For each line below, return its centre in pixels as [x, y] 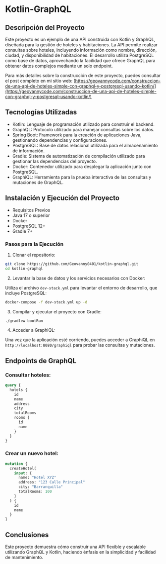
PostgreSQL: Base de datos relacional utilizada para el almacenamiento [85, 145]
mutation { [16, 464]
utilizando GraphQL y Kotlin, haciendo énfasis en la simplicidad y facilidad [81, 552]
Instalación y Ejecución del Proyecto [62, 198]
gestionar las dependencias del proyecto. [55, 161]
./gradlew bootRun [24, 321]
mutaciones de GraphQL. [38, 182]
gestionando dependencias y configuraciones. [60, 140]
